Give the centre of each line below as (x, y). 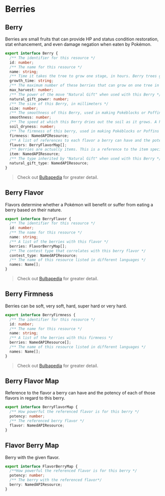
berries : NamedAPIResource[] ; (40, 343)
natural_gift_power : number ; (39, 99)
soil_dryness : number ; (33, 127)
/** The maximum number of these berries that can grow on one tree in (84, 85)
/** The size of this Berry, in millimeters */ (59, 104)
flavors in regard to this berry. (35, 398)
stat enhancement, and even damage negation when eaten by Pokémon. (78, 44)
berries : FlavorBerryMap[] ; (38, 246)
